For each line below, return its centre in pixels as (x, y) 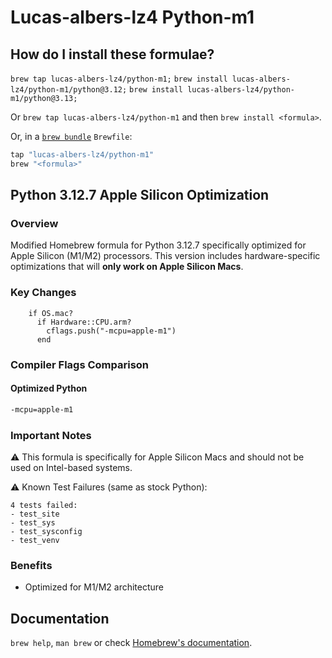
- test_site (35, 514)
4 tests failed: (44, 506)
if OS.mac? (51, 313)
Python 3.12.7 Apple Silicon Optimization (140, 195)
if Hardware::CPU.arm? (84, 322)
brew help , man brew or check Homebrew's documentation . (131, 643)
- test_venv (35, 541)
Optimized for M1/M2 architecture (94, 587)
